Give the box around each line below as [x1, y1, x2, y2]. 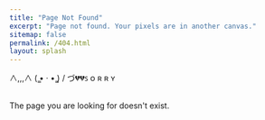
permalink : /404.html [9, 38, 91, 48]
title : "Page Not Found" [9, 13, 103, 23]
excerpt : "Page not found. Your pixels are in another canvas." [9, 22, 257, 31]
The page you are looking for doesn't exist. [9, 100, 170, 111]
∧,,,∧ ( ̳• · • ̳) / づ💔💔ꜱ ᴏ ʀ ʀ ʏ [9, 73, 116, 84]
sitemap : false [9, 30, 67, 39]
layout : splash [9, 47, 67, 56]
